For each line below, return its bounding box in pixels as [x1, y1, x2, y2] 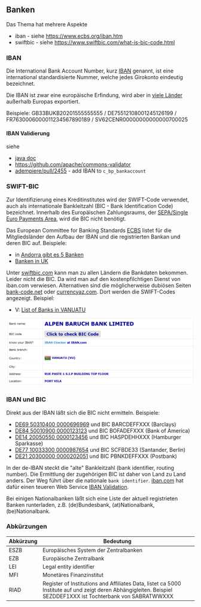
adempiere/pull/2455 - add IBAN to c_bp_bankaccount [14, 167, 147, 174]
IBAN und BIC [6, 395, 47, 404]
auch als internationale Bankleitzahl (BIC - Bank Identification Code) [6, 202, 173, 209]
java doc [14, 155, 36, 162]
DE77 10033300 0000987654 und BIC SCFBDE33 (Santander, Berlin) [14, 446, 186, 453]
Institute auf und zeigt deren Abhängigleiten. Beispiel [42, 586, 172, 593]
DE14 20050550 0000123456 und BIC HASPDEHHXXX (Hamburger [14, 433, 181, 440]
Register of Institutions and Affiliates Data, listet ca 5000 [42, 579, 181, 587]
